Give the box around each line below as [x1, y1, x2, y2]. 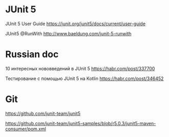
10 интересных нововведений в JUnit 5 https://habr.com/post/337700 [5, 65, 155, 71]
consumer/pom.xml [5, 126, 46, 132]
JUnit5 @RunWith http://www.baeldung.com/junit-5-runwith [5, 30, 132, 36]
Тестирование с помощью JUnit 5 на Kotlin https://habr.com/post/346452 [5, 75, 164, 82]
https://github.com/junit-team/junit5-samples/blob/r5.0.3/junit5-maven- [5, 120, 156, 126]
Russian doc [5, 49, 59, 60]
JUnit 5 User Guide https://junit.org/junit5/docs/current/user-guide [5, 21, 146, 27]
